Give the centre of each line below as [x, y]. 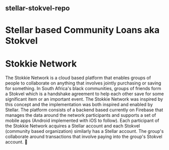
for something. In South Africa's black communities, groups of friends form [83, 88]
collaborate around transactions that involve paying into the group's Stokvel [84, 136]
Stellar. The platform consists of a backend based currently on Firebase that [84, 110]
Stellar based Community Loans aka [82, 30]
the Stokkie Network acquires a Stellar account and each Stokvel [73, 126]
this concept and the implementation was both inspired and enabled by [79, 104]
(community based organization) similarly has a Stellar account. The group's [84, 131]
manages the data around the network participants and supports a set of [81, 115]
